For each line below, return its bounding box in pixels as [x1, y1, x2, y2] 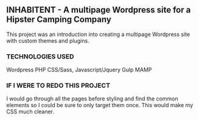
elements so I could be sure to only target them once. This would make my [6, 102, 194, 109]
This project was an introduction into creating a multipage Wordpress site [6, 30, 190, 38]
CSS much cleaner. [6, 108, 55, 115]
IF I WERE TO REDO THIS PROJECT [6, 82, 111, 90]
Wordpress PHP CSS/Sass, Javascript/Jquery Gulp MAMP [6, 66, 152, 74]
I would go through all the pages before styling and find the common [6, 95, 178, 102]
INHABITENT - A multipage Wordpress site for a [6, 5, 191, 15]
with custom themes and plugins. [6, 37, 89, 44]
